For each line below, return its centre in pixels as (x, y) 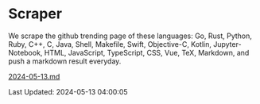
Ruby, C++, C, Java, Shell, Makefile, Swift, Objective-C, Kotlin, (110, 44)
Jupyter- (227, 44)
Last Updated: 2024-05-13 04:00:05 (68, 91)
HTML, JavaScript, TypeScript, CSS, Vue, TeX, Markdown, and (147, 52)
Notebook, (25, 52)
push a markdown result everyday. (65, 61)
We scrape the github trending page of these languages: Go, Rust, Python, (130, 36)
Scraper (35, 14)
